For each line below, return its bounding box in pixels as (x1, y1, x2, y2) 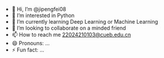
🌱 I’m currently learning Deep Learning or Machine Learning (11, 18, 159, 25)
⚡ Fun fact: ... (11, 46, 44, 53)
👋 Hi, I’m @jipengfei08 (11, 6, 66, 12)
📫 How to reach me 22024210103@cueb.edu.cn (11, 31, 131, 38)
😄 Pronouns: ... (11, 40, 50, 47)
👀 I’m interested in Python (11, 12, 75, 19)
